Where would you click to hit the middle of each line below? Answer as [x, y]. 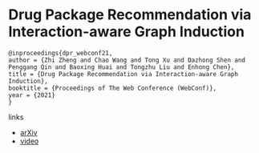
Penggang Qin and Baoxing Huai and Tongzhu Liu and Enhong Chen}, [121, 67]
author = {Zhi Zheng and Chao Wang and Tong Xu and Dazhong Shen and [127, 60]
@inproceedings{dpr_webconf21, [61, 53]
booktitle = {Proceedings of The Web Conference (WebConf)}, [113, 88]
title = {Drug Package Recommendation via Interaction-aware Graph [123, 74]
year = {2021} [32, 95]
